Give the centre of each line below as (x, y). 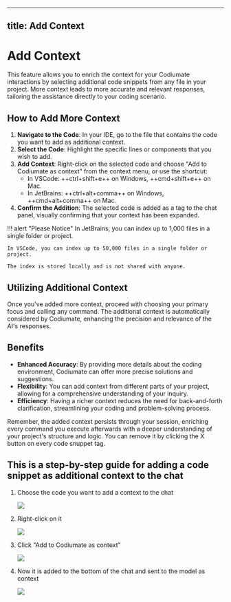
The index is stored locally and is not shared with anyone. (97, 267)
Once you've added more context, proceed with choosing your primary (108, 304)
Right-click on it (39, 518)
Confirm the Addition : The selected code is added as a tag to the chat (117, 208)
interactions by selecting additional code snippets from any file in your (107, 82)
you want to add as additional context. (71, 142)
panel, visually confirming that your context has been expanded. (108, 215)
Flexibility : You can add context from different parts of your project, (113, 386)
